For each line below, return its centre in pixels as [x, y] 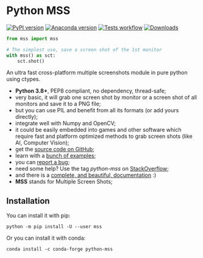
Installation [28, 201]
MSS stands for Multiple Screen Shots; [64, 182]
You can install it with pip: [38, 216]
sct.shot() [31, 61]
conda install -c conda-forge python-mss [60, 249]
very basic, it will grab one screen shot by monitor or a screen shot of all [106, 98]
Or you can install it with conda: [46, 238]
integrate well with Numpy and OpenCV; [65, 123]
